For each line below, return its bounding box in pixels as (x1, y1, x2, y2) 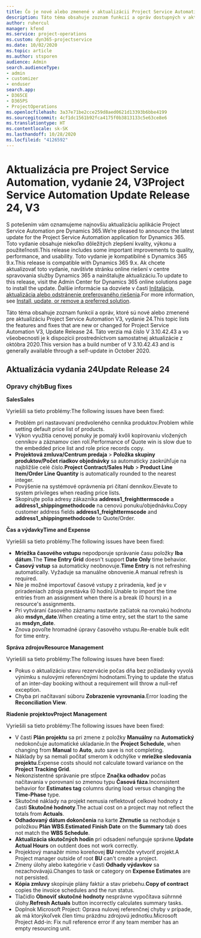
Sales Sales (6, 396, 35, 403)
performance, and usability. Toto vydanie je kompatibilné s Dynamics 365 (6, 252, 187, 260)
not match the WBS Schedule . (14, 830, 90, 837)
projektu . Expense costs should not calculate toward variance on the (14, 759, 184, 767)
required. (14, 575, 38, 582)
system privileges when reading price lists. (14, 489, 121, 496)
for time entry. (14, 632, 50, 640)
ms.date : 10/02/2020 (6, 43, 58, 49)
